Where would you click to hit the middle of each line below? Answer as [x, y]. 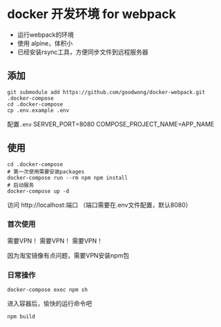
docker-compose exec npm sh [48, 290]
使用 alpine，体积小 [45, 43]
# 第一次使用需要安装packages [46, 171]
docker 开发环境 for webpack [92, 14]
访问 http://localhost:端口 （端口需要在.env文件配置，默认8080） [99, 205]
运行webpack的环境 [45, 35]
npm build [21, 317]
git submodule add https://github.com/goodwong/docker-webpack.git [106, 92]
